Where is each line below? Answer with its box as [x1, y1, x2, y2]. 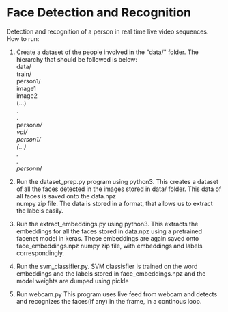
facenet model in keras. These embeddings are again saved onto [16, 234, 199, 242]
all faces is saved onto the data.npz [16, 192, 117, 200]
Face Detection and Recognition [6, 5, 192, 21]
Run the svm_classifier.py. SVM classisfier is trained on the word [16, 262, 198, 270]
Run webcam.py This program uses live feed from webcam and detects [16, 289, 218, 298]
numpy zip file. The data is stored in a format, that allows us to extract [16, 199, 213, 207]
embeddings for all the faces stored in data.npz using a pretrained [16, 227, 203, 235]
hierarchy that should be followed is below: [16, 55, 138, 63]
